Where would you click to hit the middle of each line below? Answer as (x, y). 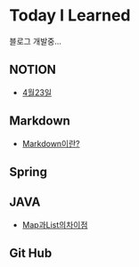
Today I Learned (70, 16)
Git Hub (31, 253)
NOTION (33, 70)
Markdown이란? (51, 143)
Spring (28, 171)
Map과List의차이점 (55, 224)
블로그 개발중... (36, 41)
